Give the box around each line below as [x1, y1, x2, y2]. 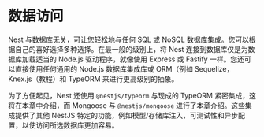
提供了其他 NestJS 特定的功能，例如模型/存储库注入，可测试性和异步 [14, 110, 239, 120]
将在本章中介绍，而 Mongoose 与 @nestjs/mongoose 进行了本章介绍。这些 [8, 100, 246, 110]
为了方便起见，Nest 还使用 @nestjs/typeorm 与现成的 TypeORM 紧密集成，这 [8, 91, 256, 100]
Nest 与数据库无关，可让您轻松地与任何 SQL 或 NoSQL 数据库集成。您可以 [8, 35, 250, 44]
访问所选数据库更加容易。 [35, 120, 119, 130]
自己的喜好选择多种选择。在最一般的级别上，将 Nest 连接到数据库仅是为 [14, 44, 248, 54]
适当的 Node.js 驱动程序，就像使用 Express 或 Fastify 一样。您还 [35, 54, 244, 64]
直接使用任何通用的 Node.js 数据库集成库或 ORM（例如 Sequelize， [14, 64, 234, 73]
